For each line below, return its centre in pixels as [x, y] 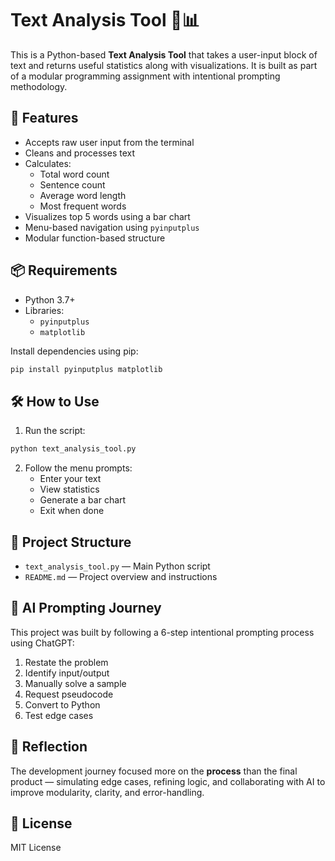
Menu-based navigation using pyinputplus [112, 227]
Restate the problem [66, 662]
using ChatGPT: [42, 643]
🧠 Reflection [49, 747]
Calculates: [48, 163]
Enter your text [70, 479]
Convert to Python [62, 704]
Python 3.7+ [50, 299]
